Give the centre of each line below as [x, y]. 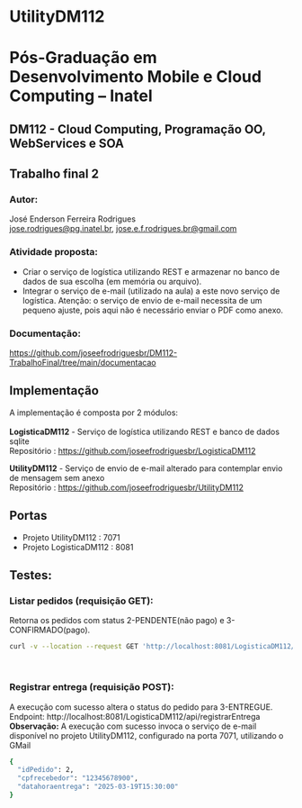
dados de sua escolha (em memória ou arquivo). [112, 281]
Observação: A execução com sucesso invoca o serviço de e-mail [133, 726]
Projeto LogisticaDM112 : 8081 [78, 547]
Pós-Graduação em [83, 58]
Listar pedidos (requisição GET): [82, 601]
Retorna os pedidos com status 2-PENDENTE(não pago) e [117, 621]
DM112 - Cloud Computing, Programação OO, [138, 129]
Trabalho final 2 [54, 174]
